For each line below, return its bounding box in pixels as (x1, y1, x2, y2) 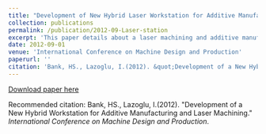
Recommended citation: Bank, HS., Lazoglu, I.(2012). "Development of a (8, 99, 243, 109)
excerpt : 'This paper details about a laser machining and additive (8, 33, 239, 42)
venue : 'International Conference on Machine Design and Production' (8, 48, 243, 56)
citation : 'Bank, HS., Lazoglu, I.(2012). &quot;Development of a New (8, 63, 246, 71)
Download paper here (8, 84, 79, 94)
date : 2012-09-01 (8, 41, 66, 49)
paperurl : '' (8, 56, 51, 64)
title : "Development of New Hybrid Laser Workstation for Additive (8, 11, 236, 20)
